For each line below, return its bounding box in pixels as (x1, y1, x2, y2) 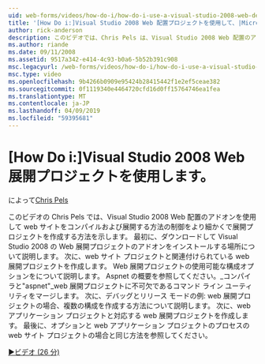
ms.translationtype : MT (8, 92, 87, 100)
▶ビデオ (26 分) (8, 347, 61, 356)
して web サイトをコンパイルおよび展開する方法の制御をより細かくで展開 (8, 222, 247, 231)
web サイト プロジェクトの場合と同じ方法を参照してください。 (8, 330, 212, 340)
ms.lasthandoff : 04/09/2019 (8, 107, 101, 115)
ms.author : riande (8, 41, 69, 49)
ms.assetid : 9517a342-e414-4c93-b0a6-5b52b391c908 (8, 56, 178, 64)
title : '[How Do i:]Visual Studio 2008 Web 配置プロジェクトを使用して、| (8, 19, 242, 27)
